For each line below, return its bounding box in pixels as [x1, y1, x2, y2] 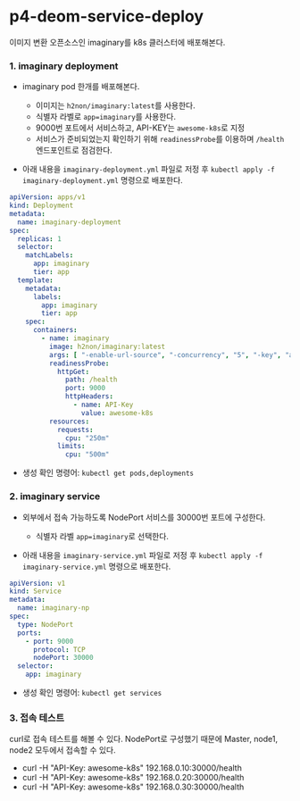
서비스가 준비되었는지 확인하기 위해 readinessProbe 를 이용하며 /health [35, 134, 285, 145]
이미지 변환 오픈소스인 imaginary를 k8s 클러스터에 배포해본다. [9, 37, 226, 47]
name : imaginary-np [17, 604, 90, 613]
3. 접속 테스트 [9, 712, 65, 724]
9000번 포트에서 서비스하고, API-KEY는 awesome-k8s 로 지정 [35, 122, 246, 133]
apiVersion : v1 [9, 579, 66, 588]
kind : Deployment [9, 201, 74, 211]
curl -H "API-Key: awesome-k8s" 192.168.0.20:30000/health [21, 772, 245, 783]
